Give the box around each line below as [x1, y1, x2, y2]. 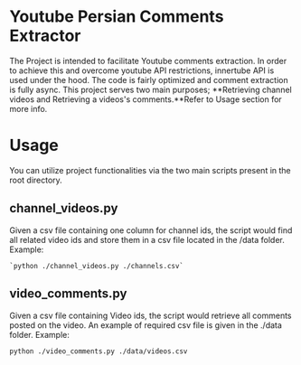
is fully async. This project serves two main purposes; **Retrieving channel [9, 84, 292, 95]
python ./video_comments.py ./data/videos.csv [9, 346, 188, 356]
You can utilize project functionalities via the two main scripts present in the [9, 164, 291, 175]
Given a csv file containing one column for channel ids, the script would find [9, 224, 293, 236]
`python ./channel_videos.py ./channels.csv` [9, 261, 183, 270]
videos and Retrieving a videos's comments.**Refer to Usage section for [9, 93, 282, 105]
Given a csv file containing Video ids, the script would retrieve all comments [9, 310, 292, 321]
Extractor [9, 25, 81, 46]
